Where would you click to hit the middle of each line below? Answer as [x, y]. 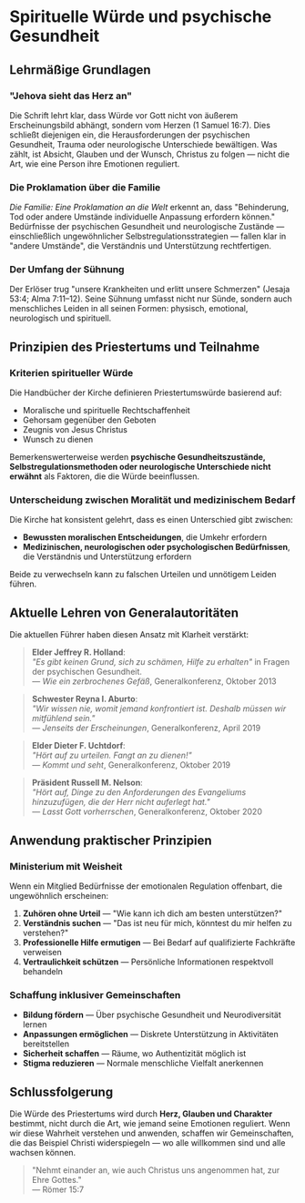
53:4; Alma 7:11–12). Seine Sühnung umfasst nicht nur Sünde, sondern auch [151, 299]
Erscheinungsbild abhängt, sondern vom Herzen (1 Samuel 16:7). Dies [140, 125]
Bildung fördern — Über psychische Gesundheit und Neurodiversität [152, 1015]
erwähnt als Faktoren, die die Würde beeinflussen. [105, 476]
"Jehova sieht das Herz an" [71, 96]
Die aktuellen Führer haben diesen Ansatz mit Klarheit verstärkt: [129, 635]
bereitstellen [46, 1044]
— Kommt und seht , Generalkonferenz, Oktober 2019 [131, 765]
